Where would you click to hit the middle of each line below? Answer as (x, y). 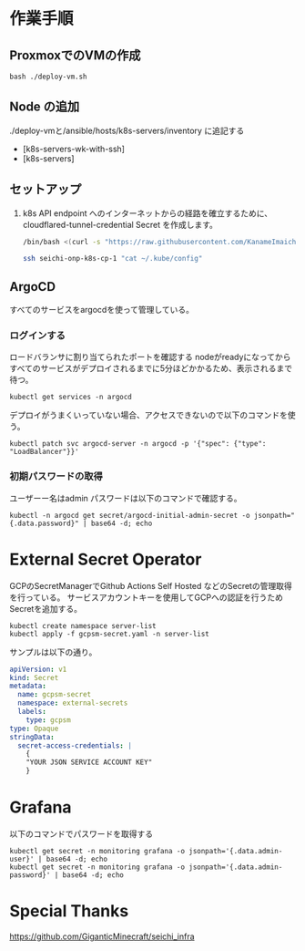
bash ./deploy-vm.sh (49, 77)
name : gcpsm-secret (55, 695)
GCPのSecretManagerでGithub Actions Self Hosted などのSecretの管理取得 (151, 585)
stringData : (32, 737)
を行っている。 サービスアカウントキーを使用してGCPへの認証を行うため (147, 597)
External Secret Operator (106, 559)
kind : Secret (34, 677)
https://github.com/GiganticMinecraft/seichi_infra (102, 936)
